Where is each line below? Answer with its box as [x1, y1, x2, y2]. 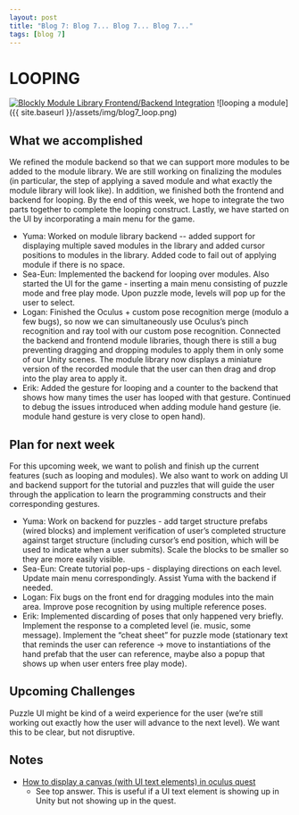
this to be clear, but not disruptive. [9, 727, 136, 737]
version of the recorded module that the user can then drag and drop [21, 363, 277, 375]
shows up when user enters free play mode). [21, 658, 187, 669]
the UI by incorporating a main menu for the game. [9, 213, 195, 224]
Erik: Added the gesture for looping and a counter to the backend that [21, 383, 278, 394]
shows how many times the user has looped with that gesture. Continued [21, 392, 292, 403]
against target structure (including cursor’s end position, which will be [21, 535, 279, 545]
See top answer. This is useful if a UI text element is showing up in [35, 786, 279, 796]
